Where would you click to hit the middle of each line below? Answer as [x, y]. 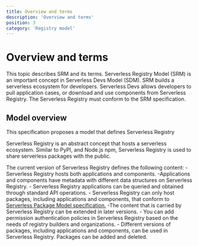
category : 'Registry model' [41, 28]
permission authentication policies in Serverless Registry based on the [92, 218]
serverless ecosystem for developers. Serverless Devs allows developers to [99, 87]
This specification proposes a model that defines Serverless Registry [90, 132]
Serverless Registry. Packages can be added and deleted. [77, 237]
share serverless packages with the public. [59, 156]
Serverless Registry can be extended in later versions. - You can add [90, 212]
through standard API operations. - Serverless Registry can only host [90, 193]
